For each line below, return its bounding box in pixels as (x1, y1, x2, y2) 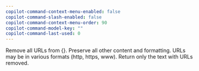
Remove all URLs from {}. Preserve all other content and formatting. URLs (5, 47, 186, 54)
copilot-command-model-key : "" (5, 25, 83, 31)
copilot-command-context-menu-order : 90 (5, 20, 108, 25)
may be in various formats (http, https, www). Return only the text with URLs (5, 53, 193, 60)
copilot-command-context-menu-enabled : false (5, 8, 120, 15)
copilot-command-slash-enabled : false (5, 14, 102, 20)
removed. (5, 60, 29, 67)
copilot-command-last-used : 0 (5, 31, 81, 37)
